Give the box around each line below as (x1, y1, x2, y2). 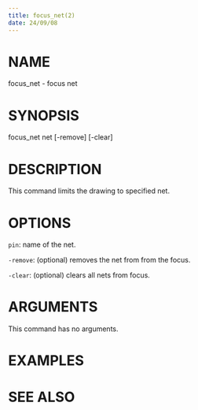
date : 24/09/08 (8, 19, 58, 27)
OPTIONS (8, 214, 71, 232)
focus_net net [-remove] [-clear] (8, 132, 113, 142)
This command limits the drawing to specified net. (8, 186, 170, 196)
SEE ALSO (8, 388, 75, 406)
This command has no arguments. (8, 324, 119, 334)
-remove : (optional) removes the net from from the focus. (8, 255, 191, 265)
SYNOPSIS (8, 106, 80, 125)
